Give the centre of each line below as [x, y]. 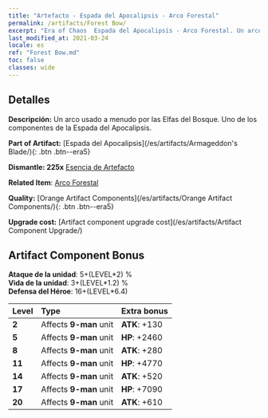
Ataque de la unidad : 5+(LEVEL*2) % [71, 274]
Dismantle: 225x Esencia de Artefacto [71, 167]
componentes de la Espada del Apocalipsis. [80, 128]
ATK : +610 [142, 402]
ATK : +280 [142, 350]
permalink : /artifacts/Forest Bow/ [67, 23]
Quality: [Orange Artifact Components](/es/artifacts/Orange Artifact [120, 198]
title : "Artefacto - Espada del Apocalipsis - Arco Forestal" [114, 16]
